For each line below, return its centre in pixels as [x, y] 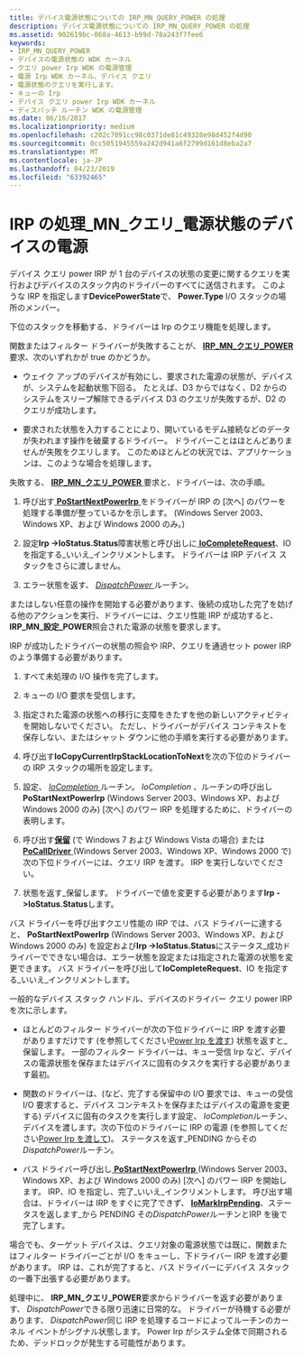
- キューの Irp [35, 93]
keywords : [28, 43]
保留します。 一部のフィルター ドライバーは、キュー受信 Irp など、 [146, 1052]
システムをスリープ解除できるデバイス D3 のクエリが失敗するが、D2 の [154, 399]
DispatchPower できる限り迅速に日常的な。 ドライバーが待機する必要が [159, 1309]
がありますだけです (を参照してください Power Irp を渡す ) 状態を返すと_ [155, 1041]
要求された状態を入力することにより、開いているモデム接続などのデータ [156, 429]
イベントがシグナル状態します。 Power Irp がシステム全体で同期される [157, 1332]
